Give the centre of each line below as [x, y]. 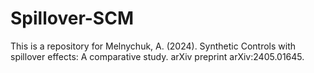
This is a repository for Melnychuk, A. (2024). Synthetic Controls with [153, 46]
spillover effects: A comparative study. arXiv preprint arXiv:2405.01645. [157, 56]
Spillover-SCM [72, 18]
